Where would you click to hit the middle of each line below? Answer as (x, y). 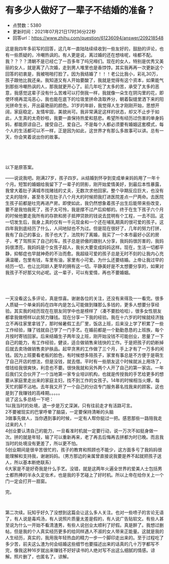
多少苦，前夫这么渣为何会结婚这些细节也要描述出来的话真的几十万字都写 (80, 544)
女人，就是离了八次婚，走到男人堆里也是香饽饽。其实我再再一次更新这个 (89, 67)
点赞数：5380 (27, 25)
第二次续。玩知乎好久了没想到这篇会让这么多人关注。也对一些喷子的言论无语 (84, 512)
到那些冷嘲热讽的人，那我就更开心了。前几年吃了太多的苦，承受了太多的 (80, 86)
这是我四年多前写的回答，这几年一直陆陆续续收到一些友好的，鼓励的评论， (82, 48)
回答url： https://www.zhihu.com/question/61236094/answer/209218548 (88, 38)
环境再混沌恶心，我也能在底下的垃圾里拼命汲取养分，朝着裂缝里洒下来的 (84, 99)
